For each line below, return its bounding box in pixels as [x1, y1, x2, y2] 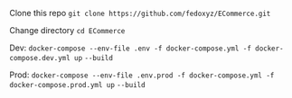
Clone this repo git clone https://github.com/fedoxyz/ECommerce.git [9, 8, 271, 18]
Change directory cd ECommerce [9, 25, 126, 35]
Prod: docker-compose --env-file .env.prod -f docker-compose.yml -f [9, 69, 275, 80]
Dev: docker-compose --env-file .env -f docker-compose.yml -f [9, 42, 251, 53]
